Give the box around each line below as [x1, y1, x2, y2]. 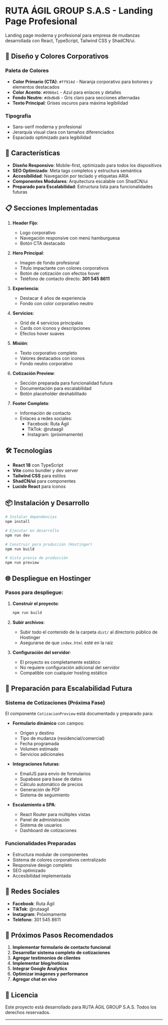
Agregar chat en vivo [12, 976, 57, 982]
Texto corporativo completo [19, 350, 77, 356]
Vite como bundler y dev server [12, 468, 78, 474]
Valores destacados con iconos [19, 355, 85, 361]
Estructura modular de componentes [12, 851, 88, 857]
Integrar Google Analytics [12, 965, 67, 972]
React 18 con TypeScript [12, 462, 63, 468]
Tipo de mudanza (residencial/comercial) [19, 735, 105, 741]
